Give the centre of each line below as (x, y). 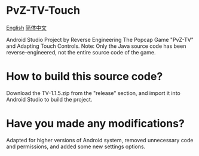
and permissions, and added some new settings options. (76, 146)
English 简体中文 (26, 27)
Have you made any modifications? (96, 124)
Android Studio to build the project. (49, 99)
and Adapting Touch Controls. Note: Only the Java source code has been (96, 46)
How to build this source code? (85, 77)
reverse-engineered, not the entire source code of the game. (81, 52)
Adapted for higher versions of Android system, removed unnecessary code (100, 140)
